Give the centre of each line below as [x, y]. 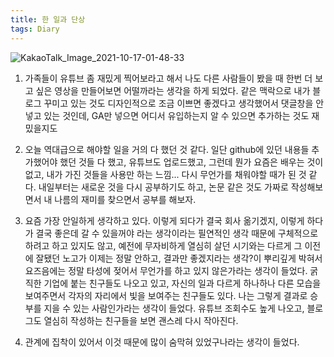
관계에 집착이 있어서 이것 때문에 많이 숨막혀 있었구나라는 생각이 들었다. [162, 342]
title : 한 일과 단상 [48, 19]
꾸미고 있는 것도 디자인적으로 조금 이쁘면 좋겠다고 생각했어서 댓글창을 [178, 103]
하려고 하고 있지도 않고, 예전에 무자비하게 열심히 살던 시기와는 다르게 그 [163, 245]
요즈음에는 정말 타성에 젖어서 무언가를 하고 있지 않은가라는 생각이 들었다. [166, 270]
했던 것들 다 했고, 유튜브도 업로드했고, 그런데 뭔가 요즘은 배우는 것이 [191, 162]
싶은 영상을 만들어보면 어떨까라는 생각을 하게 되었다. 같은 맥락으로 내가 [173, 90]
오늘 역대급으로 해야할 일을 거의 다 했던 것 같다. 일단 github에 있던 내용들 [167, 149]
